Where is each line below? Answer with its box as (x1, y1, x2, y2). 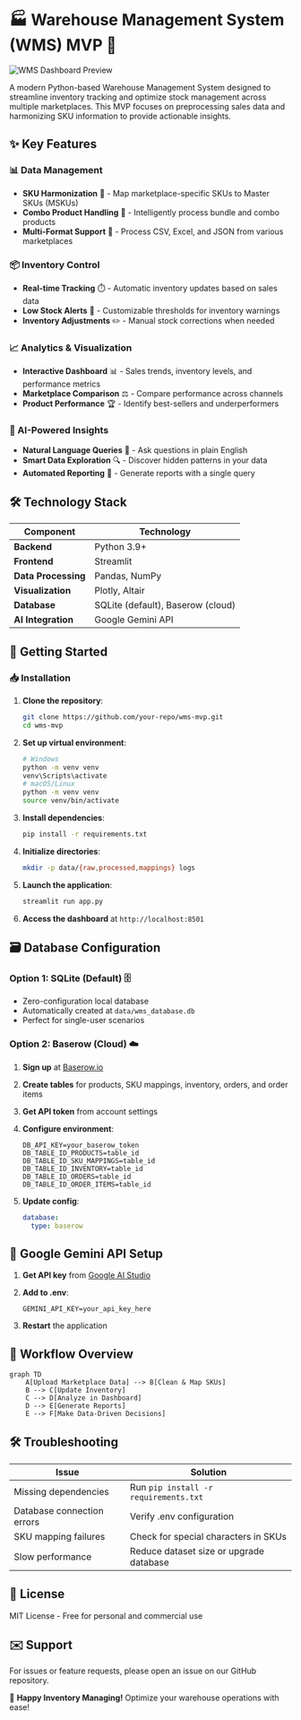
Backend (13, 541, 52, 553)
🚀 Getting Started (9, 644, 108, 659)
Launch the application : (21, 879, 113, 890)
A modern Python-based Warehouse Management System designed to (9, 82, 271, 92)
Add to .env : (21, 1287, 69, 1299)
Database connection (13, 1504, 105, 1516)
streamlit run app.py (21, 897, 103, 906)
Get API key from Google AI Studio (21, 1270, 150, 1281)
